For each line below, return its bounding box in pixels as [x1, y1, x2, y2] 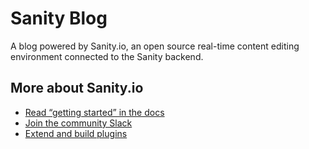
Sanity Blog [10, 7, 108, 30]
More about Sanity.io [10, 80, 144, 97]
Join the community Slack [24, 117, 133, 129]
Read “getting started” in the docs [24, 106, 165, 118]
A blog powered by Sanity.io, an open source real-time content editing [10, 40, 300, 52]
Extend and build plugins [24, 127, 128, 139]
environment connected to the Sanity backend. [10, 50, 204, 62]
